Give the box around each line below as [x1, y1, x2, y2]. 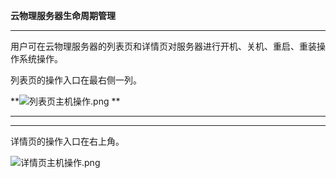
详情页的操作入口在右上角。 [10, 135, 125, 147]
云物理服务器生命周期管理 [10, 10, 116, 21]
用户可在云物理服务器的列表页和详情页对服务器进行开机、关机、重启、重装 [10, 40, 317, 52]
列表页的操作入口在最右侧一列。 [10, 74, 142, 86]
